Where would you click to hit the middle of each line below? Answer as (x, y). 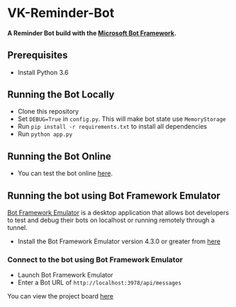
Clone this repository (48, 112)
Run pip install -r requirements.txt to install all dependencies (112, 127)
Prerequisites (38, 56)
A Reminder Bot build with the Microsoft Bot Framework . (92, 33)
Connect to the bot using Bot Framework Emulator (95, 260)
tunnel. (17, 228)
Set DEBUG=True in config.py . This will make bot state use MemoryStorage (122, 119)
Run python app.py (45, 134)
